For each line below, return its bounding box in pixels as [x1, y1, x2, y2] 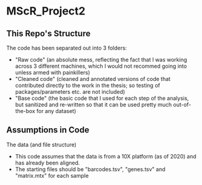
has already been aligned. [15, 159, 80, 166]
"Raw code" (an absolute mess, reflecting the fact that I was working [15, 56, 187, 63]
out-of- [173, 101, 192, 108]
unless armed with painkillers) [15, 69, 90, 76]
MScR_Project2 [6, 4, 86, 18]
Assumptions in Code [6, 125, 90, 135]
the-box [15, 108, 35, 114]
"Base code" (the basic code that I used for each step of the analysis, [15, 95, 189, 102]
